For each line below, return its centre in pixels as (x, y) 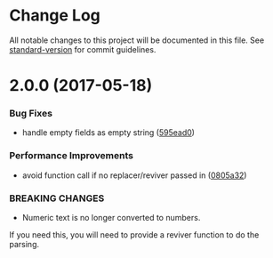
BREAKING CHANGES (57, 198)
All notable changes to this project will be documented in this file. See (137, 40)
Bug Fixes (31, 114)
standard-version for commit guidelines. (83, 49)
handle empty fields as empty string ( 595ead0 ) (108, 133)
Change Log (55, 16)
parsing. (24, 245)
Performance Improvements (72, 156)
